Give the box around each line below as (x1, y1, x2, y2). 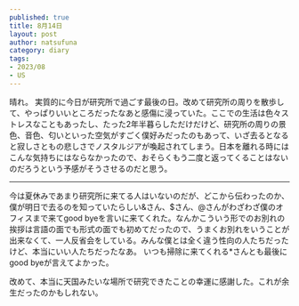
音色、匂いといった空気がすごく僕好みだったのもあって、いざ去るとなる (24, 130, 289, 141)
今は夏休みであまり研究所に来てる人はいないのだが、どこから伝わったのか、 (9, 190, 289, 201)
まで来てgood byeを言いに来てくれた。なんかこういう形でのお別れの (32, 213, 286, 223)
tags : (9, 54, 29, 63)
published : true (9, 12, 69, 22)
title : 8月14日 (9, 21, 63, 30)
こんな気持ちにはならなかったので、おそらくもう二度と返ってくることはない (9, 152, 289, 163)
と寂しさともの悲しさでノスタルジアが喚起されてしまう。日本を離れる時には (9, 141, 289, 151)
